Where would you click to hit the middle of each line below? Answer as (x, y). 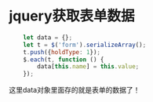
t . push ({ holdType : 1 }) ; (62, 52)
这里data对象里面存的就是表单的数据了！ (75, 90)
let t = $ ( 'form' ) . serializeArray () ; (85, 45)
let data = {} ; (48, 37)
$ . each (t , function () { (64, 60)
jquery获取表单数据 (72, 16)
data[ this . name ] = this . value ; (88, 67)
